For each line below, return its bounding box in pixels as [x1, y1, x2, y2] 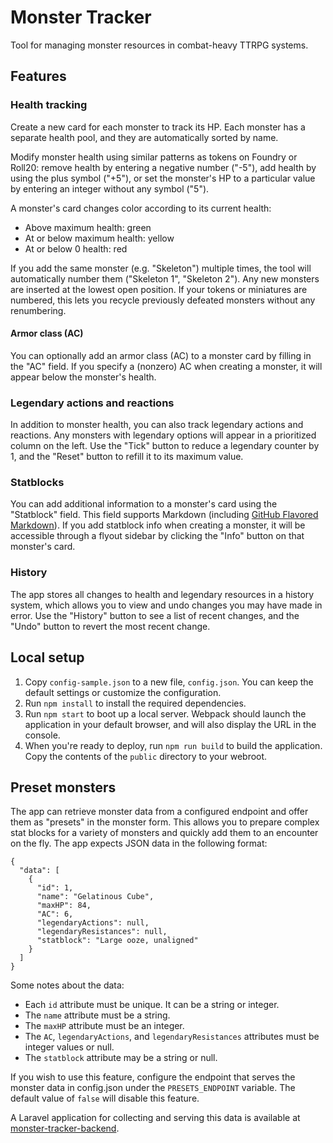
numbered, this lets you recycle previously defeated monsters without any [10, 294, 316, 306]
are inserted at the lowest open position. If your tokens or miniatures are [10, 283, 308, 295]
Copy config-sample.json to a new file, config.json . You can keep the [24, 676, 314, 688]
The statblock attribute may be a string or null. [24, 1052, 218, 1064]
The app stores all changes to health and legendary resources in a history [10, 588, 315, 600]
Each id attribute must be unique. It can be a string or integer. [24, 999, 280, 1011]
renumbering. [10, 304, 67, 316]
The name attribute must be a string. [24, 1009, 171, 1021]
